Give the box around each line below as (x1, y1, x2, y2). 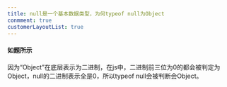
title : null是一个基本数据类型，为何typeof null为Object (7, 10, 165, 18)
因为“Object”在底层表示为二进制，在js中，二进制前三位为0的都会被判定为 (7, 62, 221, 71)
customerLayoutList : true (7, 23, 83, 30)
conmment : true (7, 17, 52, 24)
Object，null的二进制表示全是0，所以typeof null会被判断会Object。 (7, 72, 203, 80)
